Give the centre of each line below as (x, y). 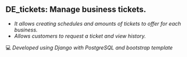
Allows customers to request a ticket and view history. (80, 36)
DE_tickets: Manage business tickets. (76, 10)
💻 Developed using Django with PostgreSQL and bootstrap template (89, 47)
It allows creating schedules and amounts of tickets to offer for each (97, 23)
